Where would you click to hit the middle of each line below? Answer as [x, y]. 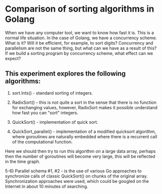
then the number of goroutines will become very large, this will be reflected [80, 156]
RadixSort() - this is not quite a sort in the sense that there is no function [84, 102]
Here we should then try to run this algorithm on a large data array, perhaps [81, 151]
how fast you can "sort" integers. [45, 113]
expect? [13, 58]
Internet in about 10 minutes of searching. [47, 186]
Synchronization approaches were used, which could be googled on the [77, 181]
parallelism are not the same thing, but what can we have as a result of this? [81, 48]
